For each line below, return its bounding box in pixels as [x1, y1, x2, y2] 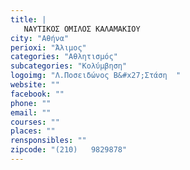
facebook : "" [10, 89, 65, 99]
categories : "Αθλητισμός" [10, 52, 118, 62]
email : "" [10, 107, 52, 118]
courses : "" [10, 117, 60, 127]
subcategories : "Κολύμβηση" [10, 61, 128, 71]
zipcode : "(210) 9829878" [10, 145, 128, 155]
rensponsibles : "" [10, 136, 87, 146]
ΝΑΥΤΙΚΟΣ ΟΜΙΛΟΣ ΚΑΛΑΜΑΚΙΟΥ [23, 24, 141, 34]
